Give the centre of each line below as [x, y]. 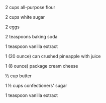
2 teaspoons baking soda [31, 37]
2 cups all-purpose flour [30, 7]
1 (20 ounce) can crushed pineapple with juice [53, 56]
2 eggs [13, 27]
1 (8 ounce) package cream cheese [42, 66]
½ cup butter [18, 76]
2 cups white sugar [25, 17]
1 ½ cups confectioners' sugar [36, 86]
